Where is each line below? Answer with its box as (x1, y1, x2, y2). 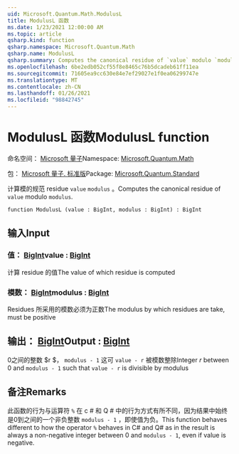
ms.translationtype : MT (7, 76, 78, 84)
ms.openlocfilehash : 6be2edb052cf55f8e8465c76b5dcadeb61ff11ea (7, 63, 199, 70)
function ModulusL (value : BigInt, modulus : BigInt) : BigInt (7, 206, 202, 213)
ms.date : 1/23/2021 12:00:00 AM (7, 23, 103, 31)
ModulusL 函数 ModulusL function (7, 130, 210, 146)
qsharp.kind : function (7, 37, 75, 44)
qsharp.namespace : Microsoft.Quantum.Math (7, 43, 135, 51)
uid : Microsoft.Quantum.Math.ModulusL (7, 10, 122, 18)
